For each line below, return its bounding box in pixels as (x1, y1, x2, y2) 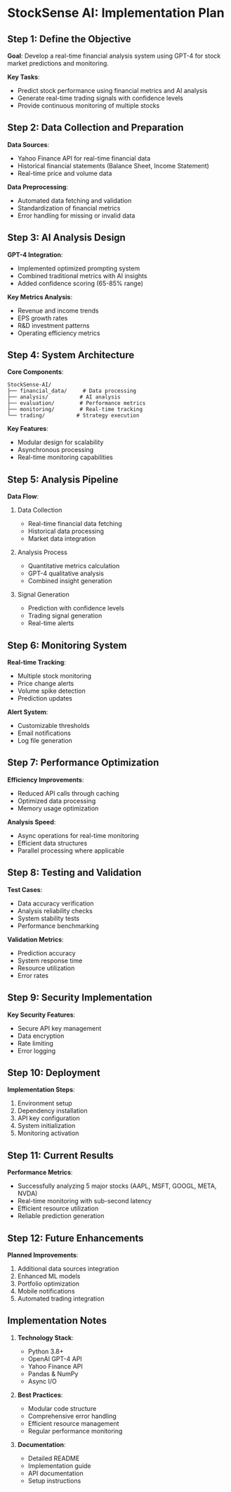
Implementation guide (27, 1461, 91, 1469)
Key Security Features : (7, 1010, 76, 1019)
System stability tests (17, 914, 79, 922)
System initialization (17, 1122, 76, 1130)
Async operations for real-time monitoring (17, 831, 139, 839)
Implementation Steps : (7, 1086, 75, 1094)
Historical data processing (27, 527, 104, 536)
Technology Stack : (17, 1333, 74, 1342)
